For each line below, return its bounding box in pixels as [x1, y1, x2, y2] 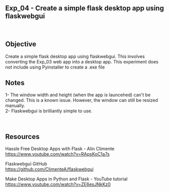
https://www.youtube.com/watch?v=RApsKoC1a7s [5, 151, 110, 157]
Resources [5, 132, 40, 141]
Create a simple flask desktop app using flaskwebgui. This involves [5, 53, 145, 59]
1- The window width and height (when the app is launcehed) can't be [5, 92, 151, 98]
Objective [5, 40, 37, 48]
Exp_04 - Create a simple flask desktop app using [5, 4, 164, 13]
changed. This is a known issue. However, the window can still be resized [5, 97, 158, 103]
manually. [5, 103, 25, 109]
